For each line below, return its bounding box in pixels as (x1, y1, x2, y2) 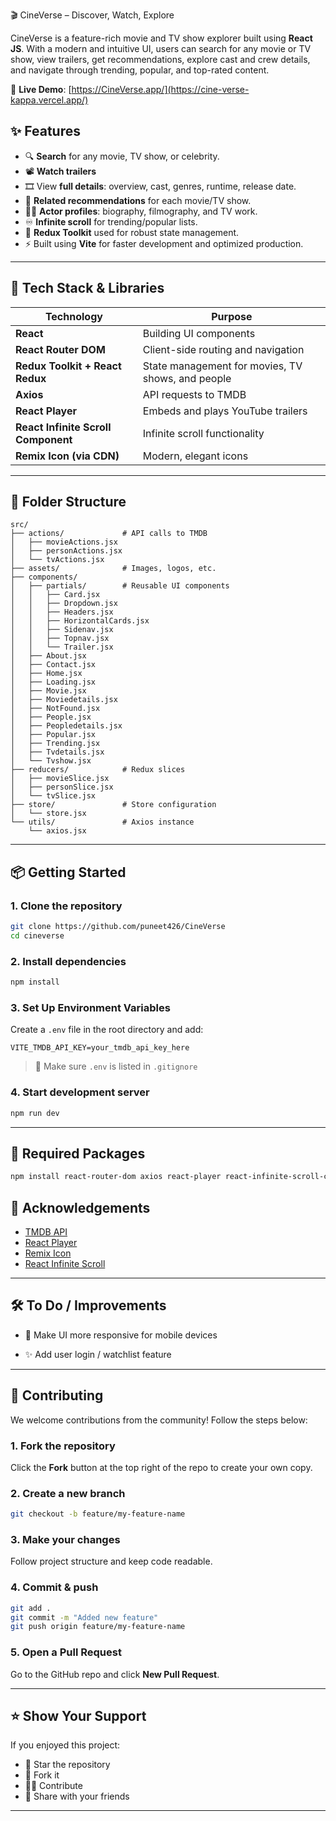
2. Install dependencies (10, 954, 127, 968)
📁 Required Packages (10, 1145, 146, 1162)
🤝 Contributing (10, 1387, 104, 1404)
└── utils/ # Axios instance (10, 817, 195, 828)
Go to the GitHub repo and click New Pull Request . (10, 1668, 220, 1680)
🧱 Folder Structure (10, 494, 127, 511)
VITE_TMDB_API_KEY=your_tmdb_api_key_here (10, 1043, 190, 1053)
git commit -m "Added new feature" (10, 1612, 159, 1623)
